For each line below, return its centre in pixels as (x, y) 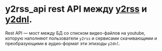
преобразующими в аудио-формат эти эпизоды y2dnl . (63, 43)
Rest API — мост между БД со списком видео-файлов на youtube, (75, 33)
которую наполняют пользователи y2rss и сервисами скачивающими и (81, 38)
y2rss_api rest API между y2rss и (76, 9)
